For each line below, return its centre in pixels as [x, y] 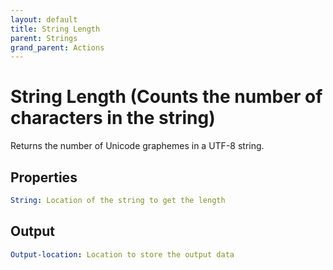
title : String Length [55, 29]
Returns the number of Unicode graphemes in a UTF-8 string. [137, 146]
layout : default [44, 19]
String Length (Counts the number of [166, 97]
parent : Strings [44, 38]
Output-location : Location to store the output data [122, 254]
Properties [44, 177]
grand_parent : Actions [57, 47]
